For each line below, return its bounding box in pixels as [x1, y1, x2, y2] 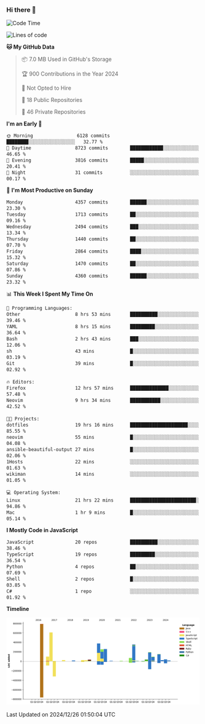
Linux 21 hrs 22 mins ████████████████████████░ [6, 497, 199, 503]
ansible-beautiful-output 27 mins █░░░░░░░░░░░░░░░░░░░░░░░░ [6, 447, 199, 453]
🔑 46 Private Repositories [21, 108, 86, 116]
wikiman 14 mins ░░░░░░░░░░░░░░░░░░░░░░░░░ [6, 471, 199, 478]
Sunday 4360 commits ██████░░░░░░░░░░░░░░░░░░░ [6, 273, 199, 279]
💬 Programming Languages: [6, 305, 72, 312]
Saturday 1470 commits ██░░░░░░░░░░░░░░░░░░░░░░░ [6, 261, 199, 267]
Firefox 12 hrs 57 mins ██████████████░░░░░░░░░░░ [6, 385, 199, 392]
